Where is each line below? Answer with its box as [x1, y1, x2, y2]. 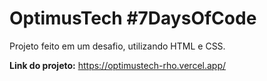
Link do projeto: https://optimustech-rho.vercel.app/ [9, 59, 227, 71]
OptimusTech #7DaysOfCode [9, 7, 257, 30]
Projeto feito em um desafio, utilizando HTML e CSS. [9, 40, 226, 52]
